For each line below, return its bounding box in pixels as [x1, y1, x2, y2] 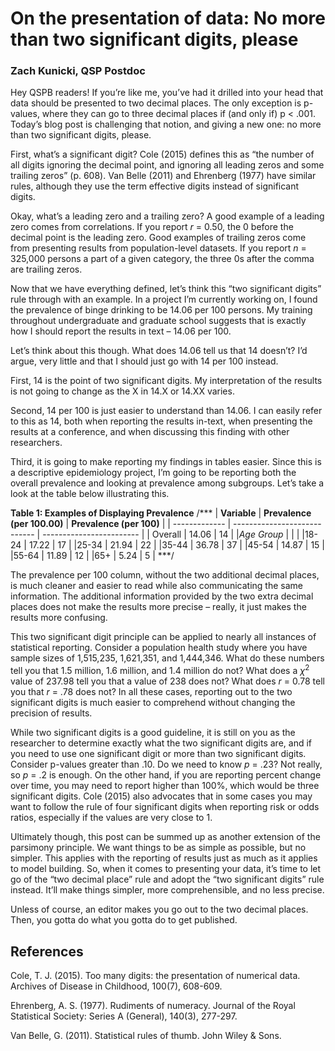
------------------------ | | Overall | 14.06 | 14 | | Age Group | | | [42, 528, 300, 541]
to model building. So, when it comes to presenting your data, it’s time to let [10, 863, 322, 875]
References [10, 943, 84, 960]
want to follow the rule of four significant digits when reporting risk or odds [10, 801, 320, 813]
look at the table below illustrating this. [10, 488, 170, 500]
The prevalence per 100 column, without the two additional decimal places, [10, 569, 320, 581]
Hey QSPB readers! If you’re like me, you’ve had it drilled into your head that [10, 87, 324, 99]
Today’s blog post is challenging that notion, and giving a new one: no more [10, 118, 322, 131]
